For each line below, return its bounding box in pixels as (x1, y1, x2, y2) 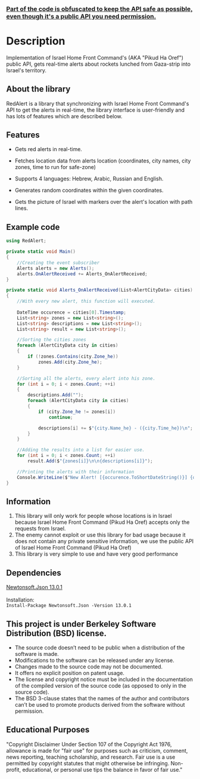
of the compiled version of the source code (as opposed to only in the (14, 682, 186, 689)
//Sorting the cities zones (17, 337, 86, 343)
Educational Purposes (6, 725, 90, 735)
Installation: (6, 596, 35, 603)
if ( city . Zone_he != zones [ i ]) (37, 409, 116, 415)
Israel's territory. (6, 66, 46, 73)
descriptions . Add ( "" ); (27, 392, 84, 398)
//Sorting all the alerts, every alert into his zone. (17, 375, 156, 381)
